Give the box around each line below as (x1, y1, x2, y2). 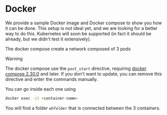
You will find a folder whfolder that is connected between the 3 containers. (5, 105, 161, 111)
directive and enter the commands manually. (5, 76, 98, 82)
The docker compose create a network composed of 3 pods (5, 46, 131, 52)
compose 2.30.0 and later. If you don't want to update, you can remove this (5, 70, 162, 76)
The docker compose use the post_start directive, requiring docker (5, 65, 147, 71)
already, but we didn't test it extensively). (5, 36, 91, 42)
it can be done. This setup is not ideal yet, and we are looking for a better (5, 25, 158, 31)
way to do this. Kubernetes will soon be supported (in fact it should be (5, 30, 152, 36)
